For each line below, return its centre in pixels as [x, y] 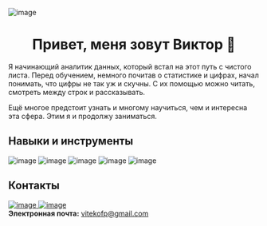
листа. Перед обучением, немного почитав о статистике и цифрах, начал [133, 75]
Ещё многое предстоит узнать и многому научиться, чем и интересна [128, 107]
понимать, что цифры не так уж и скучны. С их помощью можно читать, [132, 83]
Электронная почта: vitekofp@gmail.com [79, 213]
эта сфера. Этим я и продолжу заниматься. [82, 116]
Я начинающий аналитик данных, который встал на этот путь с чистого [130, 66]
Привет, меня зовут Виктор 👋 [134, 45]
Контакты [34, 186]
